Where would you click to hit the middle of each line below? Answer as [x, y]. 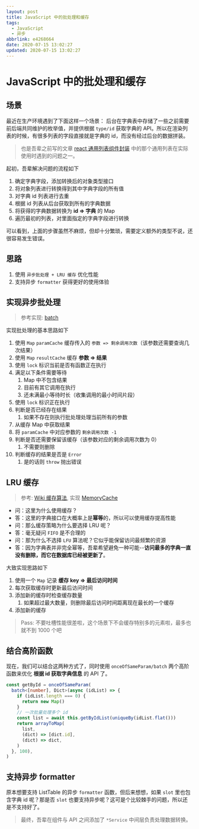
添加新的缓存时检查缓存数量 [49, 595]
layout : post [22, 12]
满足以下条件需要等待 [41, 373]
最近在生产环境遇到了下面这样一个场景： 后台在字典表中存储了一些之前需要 [98, 121]
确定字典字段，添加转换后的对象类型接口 [64, 181]
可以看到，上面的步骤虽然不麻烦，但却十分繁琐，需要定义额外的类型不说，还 [99, 231]
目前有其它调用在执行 [49, 388]
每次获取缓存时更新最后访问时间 [54, 588]
